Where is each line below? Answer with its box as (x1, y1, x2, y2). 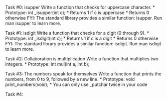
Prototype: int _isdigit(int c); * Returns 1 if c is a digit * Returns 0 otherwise (5, 35, 159, 41)
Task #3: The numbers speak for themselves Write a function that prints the (5, 71, 161, 77)
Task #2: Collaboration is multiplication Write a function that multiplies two (5, 56, 159, 62)
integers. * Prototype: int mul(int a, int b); (5, 61, 90, 67)
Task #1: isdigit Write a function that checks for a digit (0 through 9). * (5, 30, 149, 36)
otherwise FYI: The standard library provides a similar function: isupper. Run (5, 15, 162, 21)
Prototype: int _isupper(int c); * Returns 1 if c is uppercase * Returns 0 (5, 10, 149, 16)
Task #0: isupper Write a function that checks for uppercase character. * (5, 5, 155, 10)
